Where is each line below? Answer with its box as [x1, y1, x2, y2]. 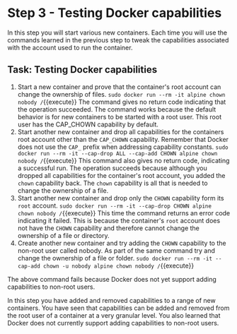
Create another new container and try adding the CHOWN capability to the [17, 239, 226, 247]
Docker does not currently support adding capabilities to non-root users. [7, 318, 219, 327]
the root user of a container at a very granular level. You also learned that [7, 311, 221, 319]
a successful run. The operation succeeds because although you [17, 164, 207, 172]
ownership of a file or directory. [17, 231, 110, 239]
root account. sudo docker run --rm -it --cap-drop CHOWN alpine [17, 201, 212, 210]
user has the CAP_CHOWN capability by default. [17, 120, 159, 129]
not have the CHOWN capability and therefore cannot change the [17, 224, 200, 232]
